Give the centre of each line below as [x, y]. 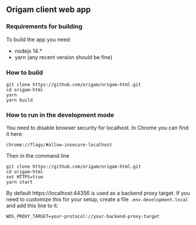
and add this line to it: [32, 206]
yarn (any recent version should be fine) [63, 57]
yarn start [19, 182]
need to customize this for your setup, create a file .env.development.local [97, 200]
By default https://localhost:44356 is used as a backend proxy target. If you [98, 193]
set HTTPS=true [25, 177]
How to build [24, 72]
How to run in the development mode [60, 115]
